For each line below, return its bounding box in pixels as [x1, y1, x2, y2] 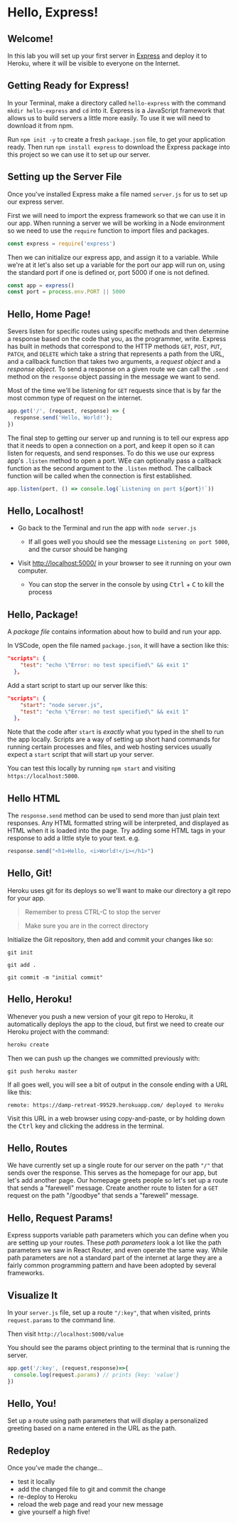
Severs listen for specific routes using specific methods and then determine [7, 327, 229, 335]
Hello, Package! [7, 608, 78, 620]
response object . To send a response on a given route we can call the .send [7, 365, 229, 374]
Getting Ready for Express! [7, 80, 129, 92]
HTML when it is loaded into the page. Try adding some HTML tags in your [7, 827, 226, 835]
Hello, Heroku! [7, 993, 72, 1005]
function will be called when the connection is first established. [7, 471, 193, 480]
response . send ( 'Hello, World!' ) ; [13, 414, 113, 421]
